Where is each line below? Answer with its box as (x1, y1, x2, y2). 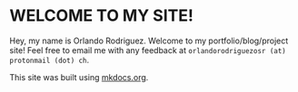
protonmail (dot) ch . (9, 54, 90, 65)
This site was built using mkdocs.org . (9, 71, 149, 82)
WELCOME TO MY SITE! (9, 5, 194, 26)
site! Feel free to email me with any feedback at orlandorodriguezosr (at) (9, 44, 286, 55)
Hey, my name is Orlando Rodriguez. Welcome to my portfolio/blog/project (9, 35, 289, 46)
